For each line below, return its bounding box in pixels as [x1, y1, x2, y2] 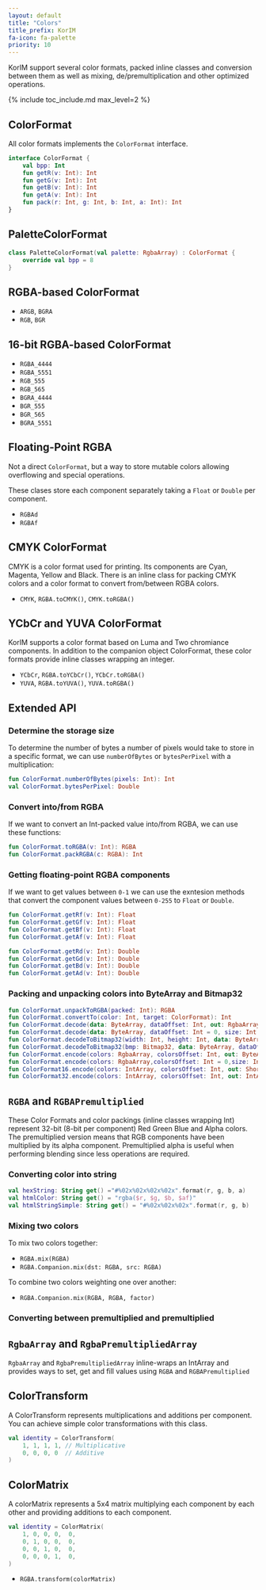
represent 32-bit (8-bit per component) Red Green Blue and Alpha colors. [8, 1124, 248, 1134]
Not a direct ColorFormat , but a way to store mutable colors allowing [8, 461, 230, 471]
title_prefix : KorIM [8, 26, 77, 34]
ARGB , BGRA [19, 307, 53, 316]
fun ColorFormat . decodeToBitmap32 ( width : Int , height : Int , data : [8, 1035, 232, 1044]
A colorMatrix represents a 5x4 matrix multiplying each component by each [8, 1499, 255, 1509]
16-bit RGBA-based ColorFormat [8, 337, 172, 351]
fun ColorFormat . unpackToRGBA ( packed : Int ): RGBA [8, 1006, 176, 1014]
